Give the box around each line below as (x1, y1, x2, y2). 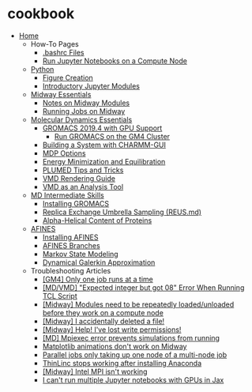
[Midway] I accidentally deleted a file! (42, 316, 165, 326)
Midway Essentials (30, 89, 92, 99)
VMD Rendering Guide (42, 173, 116, 183)
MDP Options (42, 148, 86, 158)
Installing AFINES (42, 232, 99, 242)
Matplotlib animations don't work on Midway (42, 341, 187, 351)
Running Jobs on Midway (42, 106, 126, 115)
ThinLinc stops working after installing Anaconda (42, 358, 202, 367)
